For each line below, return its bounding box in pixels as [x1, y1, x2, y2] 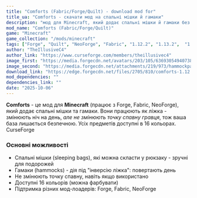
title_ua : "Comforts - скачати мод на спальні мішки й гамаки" [6, 14, 164, 20]
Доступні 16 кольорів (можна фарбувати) [14, 179, 118, 186]
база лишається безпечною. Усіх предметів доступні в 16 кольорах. [6, 120, 176, 127]
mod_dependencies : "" [6, 74, 59, 80]
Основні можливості [6, 140, 69, 149]
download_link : [6, 69, 43, 75]
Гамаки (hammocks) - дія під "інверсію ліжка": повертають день [14, 167, 176, 174]
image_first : [6, 58, 38, 63]
